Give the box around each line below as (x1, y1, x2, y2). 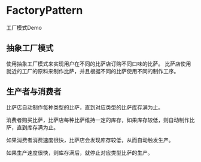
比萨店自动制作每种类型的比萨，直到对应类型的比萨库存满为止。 (6, 104, 163, 111)
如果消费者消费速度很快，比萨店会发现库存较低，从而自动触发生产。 (6, 136, 174, 144)
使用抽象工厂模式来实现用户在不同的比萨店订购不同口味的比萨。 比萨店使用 (6, 60, 191, 67)
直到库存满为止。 (16, 123, 59, 131)
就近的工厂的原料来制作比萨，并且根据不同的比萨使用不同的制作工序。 (6, 67, 179, 74)
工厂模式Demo (6, 24, 42, 31)
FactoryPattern (6, 4, 83, 17)
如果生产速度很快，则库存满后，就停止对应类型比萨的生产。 (6, 149, 153, 156)
